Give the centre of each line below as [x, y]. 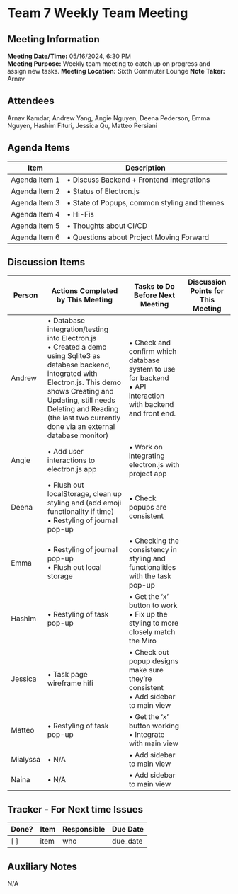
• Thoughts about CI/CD [107, 226]
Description [146, 168]
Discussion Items [46, 262]
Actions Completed [85, 291]
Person [25, 295]
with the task [150, 576]
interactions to [71, 460]
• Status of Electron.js [103, 191]
